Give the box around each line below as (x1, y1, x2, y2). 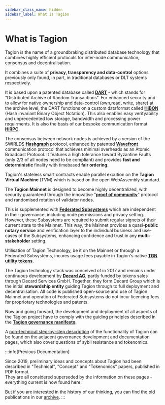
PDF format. (5, 369, 30, 375)
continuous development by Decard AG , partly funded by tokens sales (5, 273, 148, 279)
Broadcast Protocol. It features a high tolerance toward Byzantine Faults (5, 152, 151, 158)
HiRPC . (5, 126, 20, 132)
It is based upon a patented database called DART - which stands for (5, 89, 145, 95)
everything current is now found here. (5, 379, 82, 385)
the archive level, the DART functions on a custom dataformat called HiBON (5, 105, 159, 111)
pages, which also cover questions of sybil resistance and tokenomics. (5, 339, 149, 345)
